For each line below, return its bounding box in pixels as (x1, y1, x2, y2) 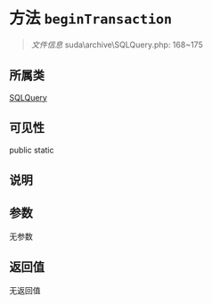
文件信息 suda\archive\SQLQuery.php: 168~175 (30, 39, 203, 50)
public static (9, 144, 55, 155)
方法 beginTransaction (9, 8, 172, 29)
